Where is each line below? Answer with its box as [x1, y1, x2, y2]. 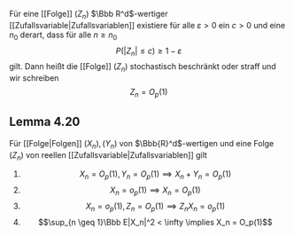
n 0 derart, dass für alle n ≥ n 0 [9, 29, 118, 42]
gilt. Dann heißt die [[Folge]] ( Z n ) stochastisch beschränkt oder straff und [9, 61, 276, 75]
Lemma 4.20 [9, 114, 81, 130]
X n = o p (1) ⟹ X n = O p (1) [110, 185, 201, 197]
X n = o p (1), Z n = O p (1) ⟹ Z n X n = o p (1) [85, 201, 226, 213]
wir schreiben [9, 73, 59, 83]
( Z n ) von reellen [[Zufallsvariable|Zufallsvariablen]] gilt [9, 149, 208, 162]
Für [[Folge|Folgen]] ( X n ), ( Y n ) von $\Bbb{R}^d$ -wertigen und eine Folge [9, 138, 275, 151]
